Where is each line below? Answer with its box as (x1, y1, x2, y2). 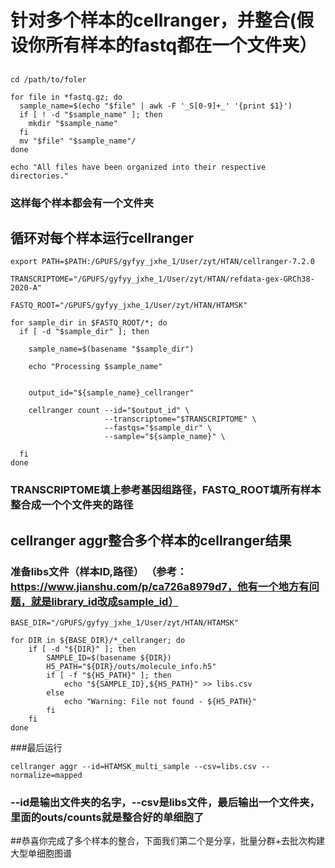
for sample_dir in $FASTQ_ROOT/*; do (10, 318, 168, 328)
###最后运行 (10, 741, 63, 753)
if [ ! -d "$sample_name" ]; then (19, 109, 163, 120)
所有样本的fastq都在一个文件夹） (45, 34, 318, 57)
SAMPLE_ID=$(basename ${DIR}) (46, 652, 172, 663)
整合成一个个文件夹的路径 (10, 498, 134, 512)
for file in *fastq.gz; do (10, 92, 123, 102)
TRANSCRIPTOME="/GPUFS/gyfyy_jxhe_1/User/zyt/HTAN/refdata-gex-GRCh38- (10, 274, 315, 285)
